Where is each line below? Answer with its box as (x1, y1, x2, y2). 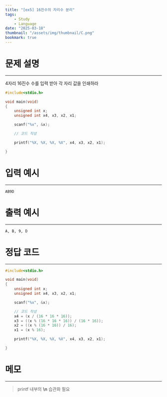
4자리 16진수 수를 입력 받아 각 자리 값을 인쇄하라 (5, 80, 98, 86)
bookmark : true (5, 35, 37, 40)
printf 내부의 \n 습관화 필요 (17, 386, 70, 392)
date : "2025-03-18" (5, 26, 46, 31)
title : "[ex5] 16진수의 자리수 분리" (5, 7, 75, 12)
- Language (14, 21, 37, 26)
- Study (14, 16, 30, 21)
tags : (5, 12, 16, 17)
